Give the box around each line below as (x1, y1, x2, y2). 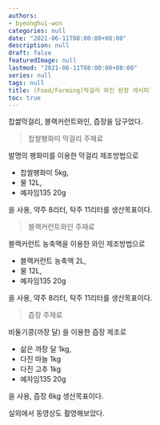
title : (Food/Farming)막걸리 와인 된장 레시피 (8, 86, 150, 95)
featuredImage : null (8, 57, 78, 65)
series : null (8, 71, 52, 79)
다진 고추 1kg (19, 364, 62, 374)
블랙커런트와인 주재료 (27, 222, 95, 232)
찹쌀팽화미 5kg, (19, 168, 70, 177)
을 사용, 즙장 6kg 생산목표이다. (8, 391, 104, 401)
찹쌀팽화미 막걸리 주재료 (27, 134, 104, 144)
